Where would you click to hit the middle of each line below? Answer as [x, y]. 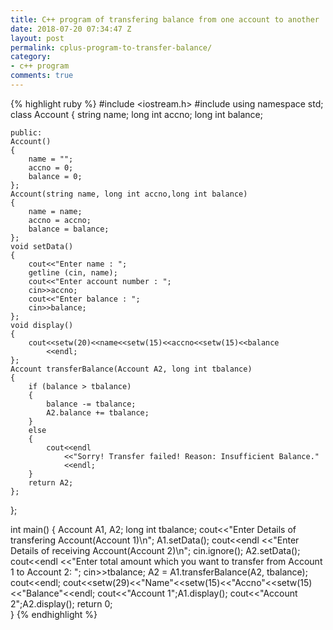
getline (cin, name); [73, 272]
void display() [42, 325]
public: [26, 132]
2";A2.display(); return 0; [61, 603]
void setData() [42, 246]
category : [31, 57]
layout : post [37, 38]
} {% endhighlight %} [54, 614]
